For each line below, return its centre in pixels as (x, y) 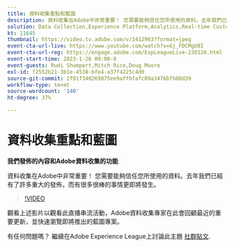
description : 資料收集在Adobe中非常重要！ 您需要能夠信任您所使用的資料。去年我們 (115, 20)
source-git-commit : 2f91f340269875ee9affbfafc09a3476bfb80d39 (99, 78)
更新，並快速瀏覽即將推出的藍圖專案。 (68, 221)
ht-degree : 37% (29, 98)
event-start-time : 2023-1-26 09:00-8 (62, 59)
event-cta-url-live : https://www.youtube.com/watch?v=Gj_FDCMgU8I (106, 46)
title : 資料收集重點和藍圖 (42, 14)
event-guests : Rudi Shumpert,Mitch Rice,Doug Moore (84, 65)
